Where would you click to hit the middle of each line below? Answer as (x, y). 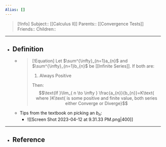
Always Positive (55, 76)
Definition (28, 49)
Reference (29, 139)
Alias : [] (15, 10)
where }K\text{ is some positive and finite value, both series (97, 98)
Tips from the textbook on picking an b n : (61, 114)
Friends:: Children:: (37, 29)
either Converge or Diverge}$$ (96, 104)
